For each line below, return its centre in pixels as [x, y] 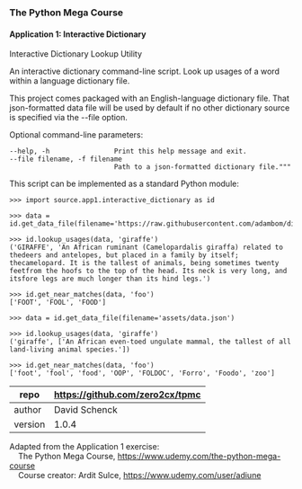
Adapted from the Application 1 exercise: [84, 447]
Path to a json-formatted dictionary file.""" [203, 167]
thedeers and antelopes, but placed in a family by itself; [124, 255]
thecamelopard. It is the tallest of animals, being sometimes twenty [144, 263]
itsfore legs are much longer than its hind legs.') [110, 279]
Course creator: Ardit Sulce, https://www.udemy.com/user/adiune [139, 476]
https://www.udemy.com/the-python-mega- [199, 457]
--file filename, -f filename [66, 159]
